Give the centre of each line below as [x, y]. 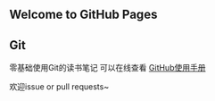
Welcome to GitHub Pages [83, 15]
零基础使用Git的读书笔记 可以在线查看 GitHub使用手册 [107, 68]
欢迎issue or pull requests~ [59, 87]
